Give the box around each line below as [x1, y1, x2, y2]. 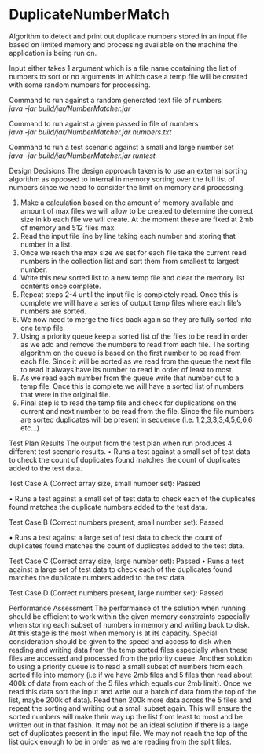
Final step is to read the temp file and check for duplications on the [20, 398, 237, 408]
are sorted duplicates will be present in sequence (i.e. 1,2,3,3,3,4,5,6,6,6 [20, 415, 253, 424]
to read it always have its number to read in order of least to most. [20, 364, 234, 374]
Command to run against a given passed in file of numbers [9, 119, 199, 128]
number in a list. [20, 240, 73, 249]
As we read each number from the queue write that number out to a [20, 373, 240, 382]
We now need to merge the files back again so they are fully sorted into [20, 314, 252, 324]
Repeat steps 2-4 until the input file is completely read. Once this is [20, 289, 239, 299]
